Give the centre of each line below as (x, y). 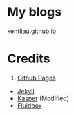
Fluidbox (29, 105)
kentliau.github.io (32, 31)
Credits (29, 59)
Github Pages (37, 78)
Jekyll (26, 91)
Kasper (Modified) (43, 98)
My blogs (35, 12)
